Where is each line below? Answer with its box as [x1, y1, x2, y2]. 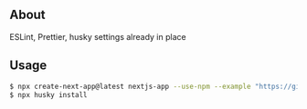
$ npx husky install [9, 90, 89, 99]
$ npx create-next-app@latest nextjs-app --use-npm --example [9, 82, 251, 91]
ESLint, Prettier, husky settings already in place [9, 31, 186, 42]
